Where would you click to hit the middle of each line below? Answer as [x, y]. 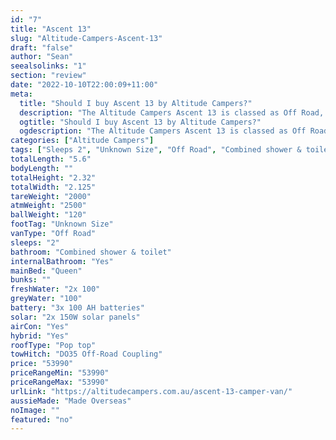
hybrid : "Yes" [40, 336]
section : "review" [48, 76]
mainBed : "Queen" [46, 271]
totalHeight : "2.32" [53, 177]
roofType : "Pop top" [53, 345]
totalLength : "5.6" [51, 159]
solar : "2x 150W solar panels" [75, 317]
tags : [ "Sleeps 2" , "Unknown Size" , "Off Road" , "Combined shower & [156, 150]
